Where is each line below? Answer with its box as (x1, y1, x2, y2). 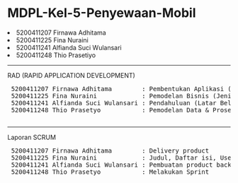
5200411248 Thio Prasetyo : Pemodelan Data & (11, 106, 210, 114)
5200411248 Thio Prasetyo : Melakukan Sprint (11, 167, 210, 176)
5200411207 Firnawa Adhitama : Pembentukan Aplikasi (11, 85, 225, 93)
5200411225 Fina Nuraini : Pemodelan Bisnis (11, 92, 210, 100)
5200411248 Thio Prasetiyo (16, 51, 96, 59)
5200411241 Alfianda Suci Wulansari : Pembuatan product (11, 160, 213, 169)
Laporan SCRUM (7, 133, 57, 141)
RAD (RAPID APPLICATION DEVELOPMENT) (7, 71, 136, 79)
